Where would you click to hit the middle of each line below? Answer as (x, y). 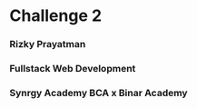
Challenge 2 (56, 16)
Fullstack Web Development (73, 69)
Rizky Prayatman (48, 44)
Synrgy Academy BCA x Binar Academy (98, 93)
